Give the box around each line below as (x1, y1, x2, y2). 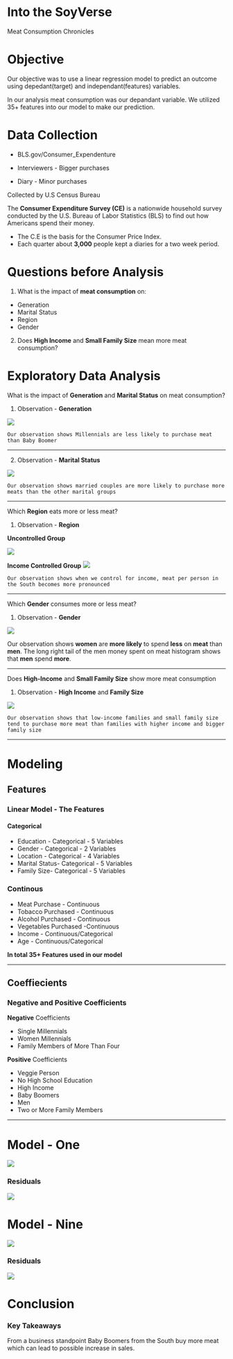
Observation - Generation (17, 404, 92, 412)
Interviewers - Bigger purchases (17, 163, 110, 172)
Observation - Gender (17, 613, 81, 621)
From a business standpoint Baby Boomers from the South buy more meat (7, 1337, 219, 1345)
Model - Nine (7, 1216, 83, 1232)
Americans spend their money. (7, 218, 95, 227)
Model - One (7, 1136, 80, 1152)
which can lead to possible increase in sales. (7, 1344, 135, 1353)
